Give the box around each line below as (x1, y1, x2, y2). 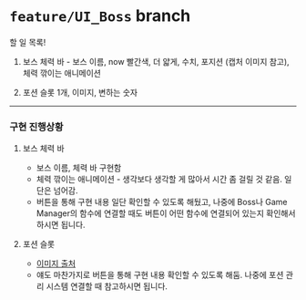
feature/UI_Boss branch (9, 5, 191, 26)
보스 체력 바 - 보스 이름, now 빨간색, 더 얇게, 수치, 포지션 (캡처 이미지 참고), (22, 56, 290, 67)
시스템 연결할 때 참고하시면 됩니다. (46, 281, 168, 292)
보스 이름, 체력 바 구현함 (36, 162, 122, 173)
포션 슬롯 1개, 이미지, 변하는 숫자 (22, 87, 138, 98)
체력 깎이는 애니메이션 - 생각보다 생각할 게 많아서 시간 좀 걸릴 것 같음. (36, 174, 282, 185)
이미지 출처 (36, 258, 76, 269)
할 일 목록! (9, 36, 46, 47)
